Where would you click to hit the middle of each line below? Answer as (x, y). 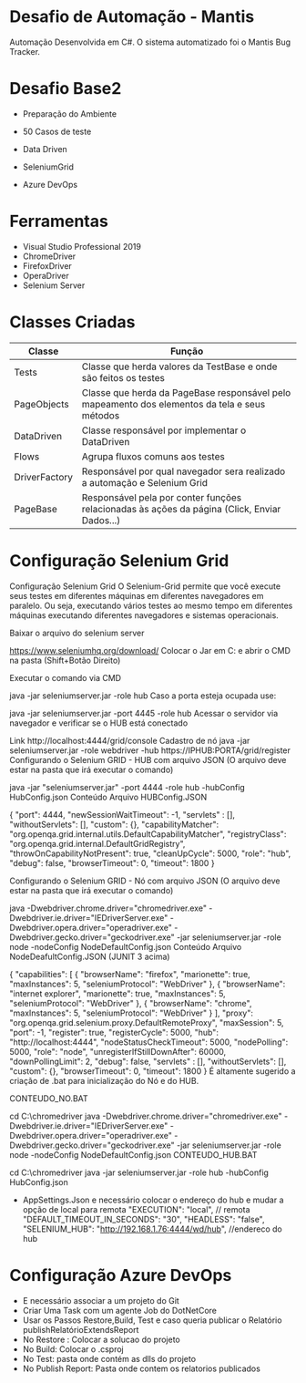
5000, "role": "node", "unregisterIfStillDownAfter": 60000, (118, 1051)
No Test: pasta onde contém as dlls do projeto (109, 1358)
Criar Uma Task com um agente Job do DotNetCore (119, 1310)
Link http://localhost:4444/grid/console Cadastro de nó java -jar (130, 740)
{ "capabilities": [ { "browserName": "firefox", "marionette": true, (130, 974)
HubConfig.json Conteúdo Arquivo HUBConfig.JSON (108, 797)
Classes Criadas (72, 322)
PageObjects (42, 404)
